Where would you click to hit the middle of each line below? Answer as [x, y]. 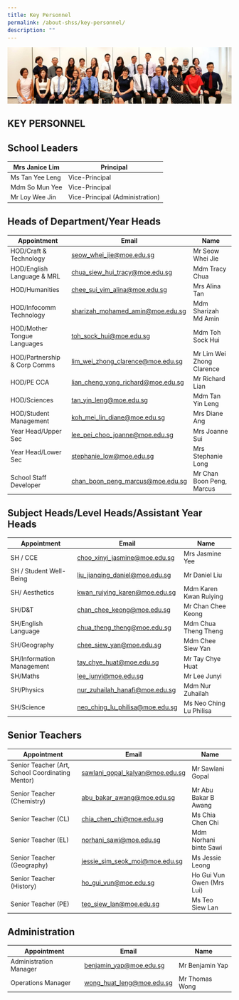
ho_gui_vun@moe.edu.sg [118, 882]
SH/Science [28, 707]
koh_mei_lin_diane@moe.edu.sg [118, 417]
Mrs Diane [208, 414]
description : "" [31, 30]
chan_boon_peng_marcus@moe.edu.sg [129, 481]
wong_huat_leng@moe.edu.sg [128, 982]
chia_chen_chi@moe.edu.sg [122, 818]
